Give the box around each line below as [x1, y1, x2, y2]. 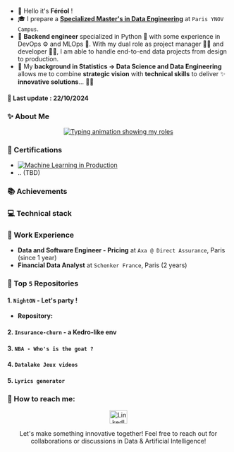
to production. [17, 55, 59, 63]
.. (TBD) [17, 169, 41, 177]
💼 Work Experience [7, 230, 75, 240]
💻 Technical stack [7, 209, 72, 219]
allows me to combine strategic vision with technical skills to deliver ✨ [17, 70, 226, 78]
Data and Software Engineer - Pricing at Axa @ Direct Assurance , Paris [17, 246, 226, 255]
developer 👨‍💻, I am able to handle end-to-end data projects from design [17, 47, 228, 56]
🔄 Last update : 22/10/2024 [7, 94, 90, 102]
